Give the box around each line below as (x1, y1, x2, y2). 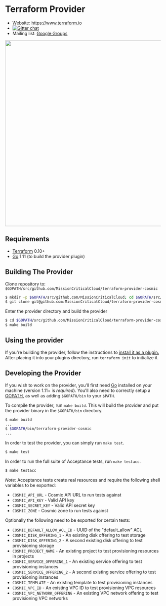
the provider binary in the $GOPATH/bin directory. (5, 407, 103, 413)
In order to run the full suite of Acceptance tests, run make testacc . (5, 458, 141, 464)
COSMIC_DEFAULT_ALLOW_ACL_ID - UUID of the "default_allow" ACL (12, 527, 142, 533)
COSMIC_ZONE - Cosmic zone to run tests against (12, 507, 108, 513)
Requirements (5, 235, 49, 243)
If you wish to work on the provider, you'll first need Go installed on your (5, 382, 152, 388)
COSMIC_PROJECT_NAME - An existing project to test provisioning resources (12, 548, 159, 553)
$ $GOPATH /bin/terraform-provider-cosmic (5, 426, 92, 432)
